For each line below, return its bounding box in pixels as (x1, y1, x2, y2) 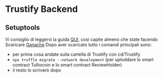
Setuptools (5, 23, 40, 32)
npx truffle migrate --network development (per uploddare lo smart (12, 57, 154, 63)
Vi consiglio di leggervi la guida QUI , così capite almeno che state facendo (5, 36, 158, 42)
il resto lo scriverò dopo (12, 67, 61, 73)
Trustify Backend (5, 3, 78, 15)
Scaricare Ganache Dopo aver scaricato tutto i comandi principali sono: (5, 42, 152, 48)
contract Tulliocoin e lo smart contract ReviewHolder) (12, 62, 122, 68)
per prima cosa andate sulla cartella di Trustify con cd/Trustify (12, 51, 141, 57)
